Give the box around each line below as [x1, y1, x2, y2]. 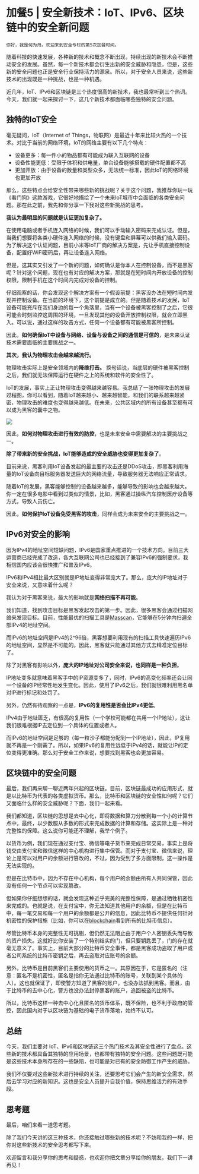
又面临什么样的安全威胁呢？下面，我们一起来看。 [6, 800, 126, 807]
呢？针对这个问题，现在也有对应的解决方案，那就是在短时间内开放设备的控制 [6, 269, 193, 276]
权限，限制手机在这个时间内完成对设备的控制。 [6, 276, 120, 283]
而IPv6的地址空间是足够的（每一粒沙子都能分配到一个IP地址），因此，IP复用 [6, 734, 190, 741]
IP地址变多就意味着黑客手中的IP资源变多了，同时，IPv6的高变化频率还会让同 [6, 674, 192, 681]
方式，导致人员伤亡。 [6, 497, 58, 504]
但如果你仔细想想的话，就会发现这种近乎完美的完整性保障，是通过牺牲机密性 [6, 895, 193, 902]
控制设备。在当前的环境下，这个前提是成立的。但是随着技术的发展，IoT [16, 296, 191, 304]
